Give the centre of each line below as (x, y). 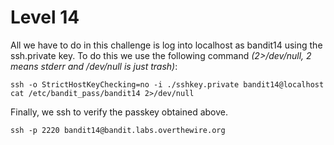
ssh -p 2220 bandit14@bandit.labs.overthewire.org (118, 130)
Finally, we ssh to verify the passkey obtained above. (119, 112)
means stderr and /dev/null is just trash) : (94, 66)
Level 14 (45, 17)
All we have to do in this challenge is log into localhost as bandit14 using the (166, 45)
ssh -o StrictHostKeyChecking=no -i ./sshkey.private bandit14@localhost (167, 84)
